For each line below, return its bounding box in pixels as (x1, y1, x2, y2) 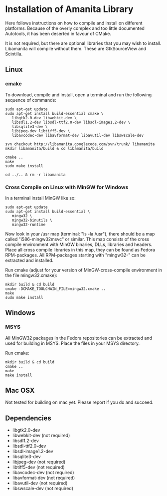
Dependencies (5, 414, 51, 422)
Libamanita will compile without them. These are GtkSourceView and (5, 45, 146, 51)
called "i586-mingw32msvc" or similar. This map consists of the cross (5, 236, 150, 242)
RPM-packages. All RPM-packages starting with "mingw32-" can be (5, 252, 146, 258)
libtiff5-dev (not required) (12, 464, 65, 470)
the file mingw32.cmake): (5, 272, 57, 278)
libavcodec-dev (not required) (12, 470, 74, 476)
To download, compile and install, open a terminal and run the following (5, 91, 152, 98)
